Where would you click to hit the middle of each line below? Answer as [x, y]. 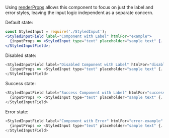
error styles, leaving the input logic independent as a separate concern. [79, 13]
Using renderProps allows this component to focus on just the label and [79, 7]
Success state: [21, 84]
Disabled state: [21, 55]
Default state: [19, 22]
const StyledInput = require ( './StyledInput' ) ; [56, 32]
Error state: [17, 112]
